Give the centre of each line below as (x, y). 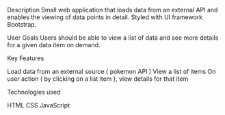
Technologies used (34, 92)
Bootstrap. (22, 24)
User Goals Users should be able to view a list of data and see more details (113, 38)
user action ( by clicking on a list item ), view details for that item (98, 79)
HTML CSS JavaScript (39, 105)
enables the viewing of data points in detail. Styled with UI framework (105, 17)
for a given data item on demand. (54, 45)
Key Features (26, 58)
